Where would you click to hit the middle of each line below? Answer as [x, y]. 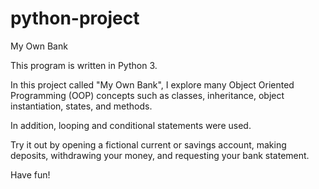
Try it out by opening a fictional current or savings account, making [148, 144]
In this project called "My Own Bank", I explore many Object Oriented [152, 84]
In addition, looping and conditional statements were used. [131, 125]
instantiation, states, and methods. [81, 106]
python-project [75, 18]
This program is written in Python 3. [84, 65]
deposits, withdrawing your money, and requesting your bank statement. [160, 155]
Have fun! [30, 174]
